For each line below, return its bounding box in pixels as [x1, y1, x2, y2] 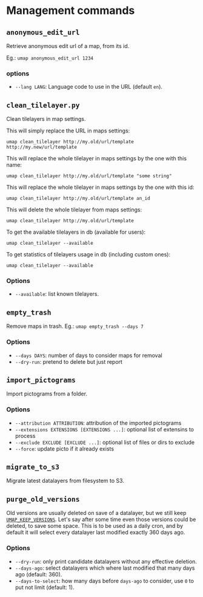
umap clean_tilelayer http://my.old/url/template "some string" [6, 173, 172, 179]
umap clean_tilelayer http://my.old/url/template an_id [6, 196, 150, 202]
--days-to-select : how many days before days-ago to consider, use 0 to [15, 577, 194, 584]
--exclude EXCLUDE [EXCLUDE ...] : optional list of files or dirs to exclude [15, 438, 195, 446]
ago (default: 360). [15, 570, 62, 578]
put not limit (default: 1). [15, 584, 75, 591]
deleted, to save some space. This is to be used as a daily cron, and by [6, 522, 184, 530]
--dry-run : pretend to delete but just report [15, 358, 123, 365]
